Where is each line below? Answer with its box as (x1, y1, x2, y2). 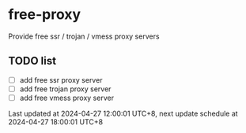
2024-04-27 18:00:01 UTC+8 (8, 116, 104, 127)
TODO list (8, 54, 57, 68)
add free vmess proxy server (19, 93, 115, 102)
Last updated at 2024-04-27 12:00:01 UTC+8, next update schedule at (8, 109, 239, 118)
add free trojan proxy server (19, 84, 112, 94)
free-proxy (8, 6, 81, 24)
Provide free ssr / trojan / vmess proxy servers (8, 31, 160, 41)
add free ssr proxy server (19, 75, 103, 84)
